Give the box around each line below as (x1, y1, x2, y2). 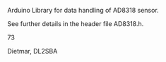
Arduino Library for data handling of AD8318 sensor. (7, 6, 159, 14)
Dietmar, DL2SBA (7, 47, 58, 55)
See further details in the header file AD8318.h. (7, 20, 144, 27)
